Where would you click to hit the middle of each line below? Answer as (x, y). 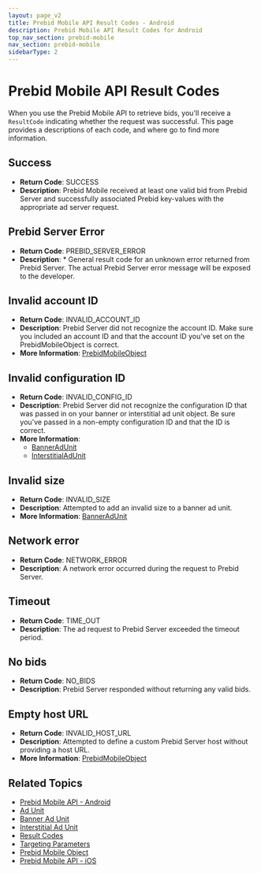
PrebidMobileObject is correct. (69, 345)
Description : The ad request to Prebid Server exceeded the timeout (130, 629)
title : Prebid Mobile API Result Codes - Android (91, 23)
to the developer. (47, 276)
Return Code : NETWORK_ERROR (73, 560)
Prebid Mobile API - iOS (58, 861)
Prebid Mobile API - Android (65, 802)
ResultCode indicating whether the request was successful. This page (121, 121)
